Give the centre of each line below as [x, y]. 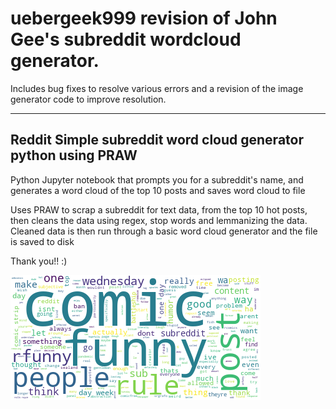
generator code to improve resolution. [88, 99]
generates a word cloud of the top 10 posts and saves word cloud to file [158, 190]
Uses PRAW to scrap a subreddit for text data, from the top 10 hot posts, [159, 209]
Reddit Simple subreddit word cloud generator [157, 140]
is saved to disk [42, 241]
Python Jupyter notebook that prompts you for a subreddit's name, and [157, 179]
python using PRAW [74, 155]
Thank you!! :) [39, 261]
